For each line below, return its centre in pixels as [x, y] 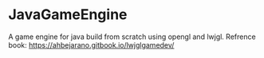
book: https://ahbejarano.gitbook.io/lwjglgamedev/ [91, 44]
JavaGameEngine [68, 15]
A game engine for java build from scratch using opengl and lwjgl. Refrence [132, 37]
